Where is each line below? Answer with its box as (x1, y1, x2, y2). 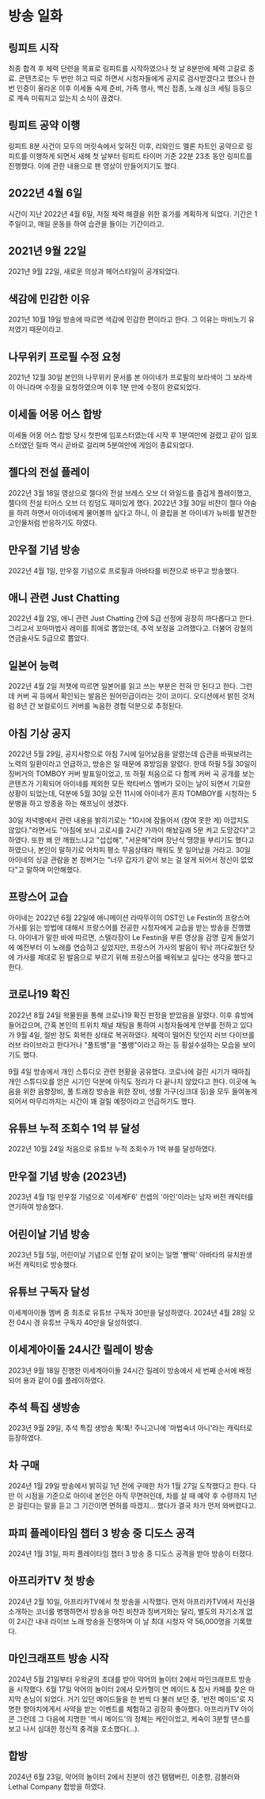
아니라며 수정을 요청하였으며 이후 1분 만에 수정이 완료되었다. (16, 382, 201, 392)
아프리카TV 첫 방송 (8, 1574, 95, 1588)
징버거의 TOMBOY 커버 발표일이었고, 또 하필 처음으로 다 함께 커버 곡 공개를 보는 (8, 769, 256, 778)
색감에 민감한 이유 (8, 292, 90, 306)
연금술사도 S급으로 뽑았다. (8, 633, 89, 643)
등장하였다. (8, 1433, 43, 1443)
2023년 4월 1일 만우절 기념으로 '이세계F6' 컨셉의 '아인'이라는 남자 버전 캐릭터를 (8, 1192, 254, 1202)
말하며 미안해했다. (26, 865, 81, 874)
